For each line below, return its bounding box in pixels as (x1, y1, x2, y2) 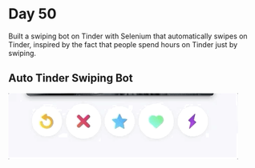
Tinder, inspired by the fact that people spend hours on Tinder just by (8, 39, 238, 49)
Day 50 (8, 5, 57, 23)
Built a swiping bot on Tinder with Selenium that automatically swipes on (8, 31, 248, 41)
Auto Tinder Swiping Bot (8, 71, 134, 85)
